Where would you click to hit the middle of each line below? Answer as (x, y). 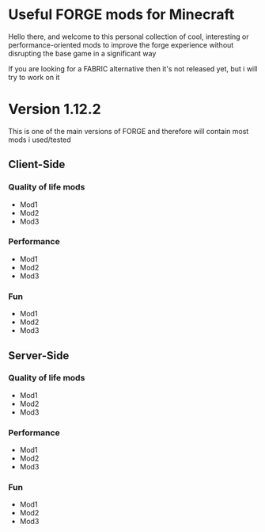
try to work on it (34, 77)
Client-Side (37, 165)
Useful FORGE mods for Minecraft (121, 15)
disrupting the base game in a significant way (82, 53)
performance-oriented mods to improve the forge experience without (121, 44)
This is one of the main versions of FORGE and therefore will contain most (129, 131)
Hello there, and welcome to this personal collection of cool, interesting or (129, 36)
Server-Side (39, 356)
